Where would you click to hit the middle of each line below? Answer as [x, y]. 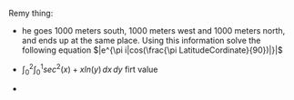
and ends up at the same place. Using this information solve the [141, 40]
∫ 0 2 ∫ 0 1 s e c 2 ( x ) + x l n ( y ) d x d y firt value [90, 70]
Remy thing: [31, 13]
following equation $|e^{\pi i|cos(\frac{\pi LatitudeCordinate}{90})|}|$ [152, 50]
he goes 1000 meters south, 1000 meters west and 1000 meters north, [153, 30]
